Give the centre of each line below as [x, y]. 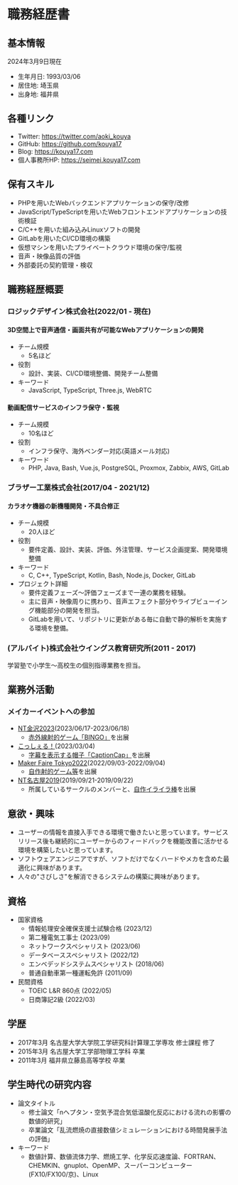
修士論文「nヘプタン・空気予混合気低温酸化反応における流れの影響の [130, 1112]
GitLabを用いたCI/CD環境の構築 [64, 238]
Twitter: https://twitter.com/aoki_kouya [74, 136]
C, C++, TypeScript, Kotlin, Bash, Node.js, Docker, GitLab [112, 575]
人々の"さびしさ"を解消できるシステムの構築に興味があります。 [110, 877]
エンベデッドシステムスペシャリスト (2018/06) [96, 964]
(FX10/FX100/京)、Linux [63, 1174]
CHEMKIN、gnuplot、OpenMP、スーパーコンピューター [110, 1165]
